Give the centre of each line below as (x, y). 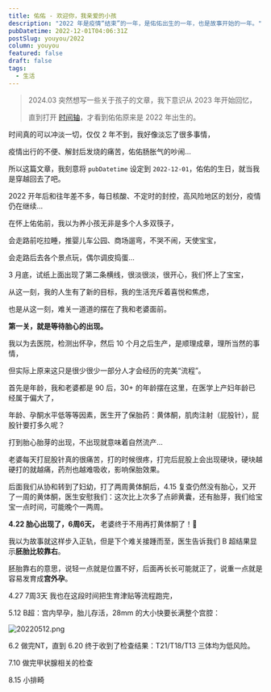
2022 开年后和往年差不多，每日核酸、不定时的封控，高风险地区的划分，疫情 (135, 195)
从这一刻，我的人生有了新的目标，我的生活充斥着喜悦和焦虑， (111, 291)
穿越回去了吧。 (40, 178)
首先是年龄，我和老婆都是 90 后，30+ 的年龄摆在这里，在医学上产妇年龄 (129, 388)
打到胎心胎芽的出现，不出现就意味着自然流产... (86, 442)
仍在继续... (26, 206)
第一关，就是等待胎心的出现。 (58, 326)
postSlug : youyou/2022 (46, 38)
